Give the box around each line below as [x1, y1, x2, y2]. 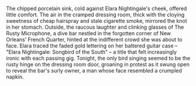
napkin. [6, 73, 25, 80]
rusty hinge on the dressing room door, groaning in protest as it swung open [6, 61, 190, 68]
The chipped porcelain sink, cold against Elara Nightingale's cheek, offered [6, 5, 187, 12]
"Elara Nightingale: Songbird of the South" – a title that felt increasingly [6, 49, 177, 55]
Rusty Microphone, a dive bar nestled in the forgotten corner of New [6, 30, 171, 37]
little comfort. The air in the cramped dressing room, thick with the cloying [6, 11, 185, 18]
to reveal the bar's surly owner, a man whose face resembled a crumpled [6, 67, 183, 74]
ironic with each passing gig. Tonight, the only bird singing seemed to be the [6, 55, 191, 61]
